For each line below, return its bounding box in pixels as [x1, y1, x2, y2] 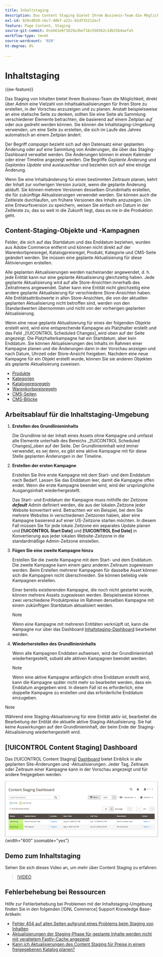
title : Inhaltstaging [5, 8, 49, 13]
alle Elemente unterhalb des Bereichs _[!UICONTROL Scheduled [12, 438, 140, 444]
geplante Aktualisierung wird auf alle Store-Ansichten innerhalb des [5, 279, 140, 286]
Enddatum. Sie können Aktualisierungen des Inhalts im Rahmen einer [5, 341, 143, 346]
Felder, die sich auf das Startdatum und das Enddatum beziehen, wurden [5, 239, 151, 245]
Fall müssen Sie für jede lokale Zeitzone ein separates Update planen [12, 523, 150, 529]
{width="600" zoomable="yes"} [5, 838, 69, 843]
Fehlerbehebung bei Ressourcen [5, 888, 106, 896]
